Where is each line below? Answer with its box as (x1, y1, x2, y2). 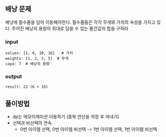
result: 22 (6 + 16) (5, 85, 49, 90)
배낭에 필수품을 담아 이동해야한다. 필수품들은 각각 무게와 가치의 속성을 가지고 (5, 19, 156, 25)
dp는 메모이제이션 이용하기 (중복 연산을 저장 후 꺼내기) (12, 114, 120, 120)
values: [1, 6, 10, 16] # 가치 (5, 51, 73, 56)
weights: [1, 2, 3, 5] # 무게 (5, 56, 69, 61)
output (5, 73, 22, 80)
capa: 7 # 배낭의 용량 (5, 61, 50, 66)
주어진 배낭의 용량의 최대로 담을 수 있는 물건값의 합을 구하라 (12, 25, 129, 31)
